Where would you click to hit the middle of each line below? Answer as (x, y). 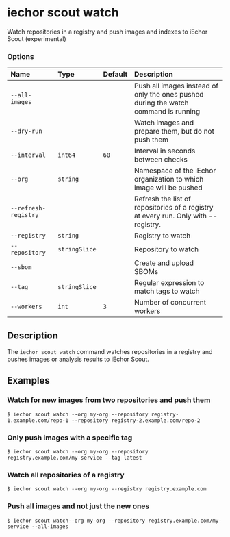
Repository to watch (167, 249)
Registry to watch (163, 236)
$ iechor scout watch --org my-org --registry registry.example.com (107, 489)
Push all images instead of (177, 86)
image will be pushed (169, 188)
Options (21, 56)
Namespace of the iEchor (175, 171)
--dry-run (26, 131)
